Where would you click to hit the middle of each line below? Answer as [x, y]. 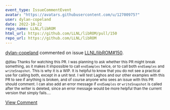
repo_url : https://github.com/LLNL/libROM [51, 39]
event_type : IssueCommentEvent [38, 10]
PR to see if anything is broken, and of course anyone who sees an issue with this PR [79, 80]
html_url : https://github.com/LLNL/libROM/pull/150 [61, 33]
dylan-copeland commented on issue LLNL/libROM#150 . [64, 52]
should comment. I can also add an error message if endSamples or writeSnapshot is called [84, 84]
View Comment [21, 102]
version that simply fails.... [28, 93]
